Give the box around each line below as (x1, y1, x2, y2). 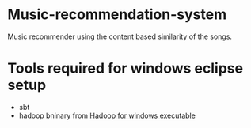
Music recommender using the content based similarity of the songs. (7, 32, 233, 41)
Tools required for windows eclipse (7, 59, 243, 77)
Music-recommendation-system (7, 6, 227, 24)
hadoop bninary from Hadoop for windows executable (18, 111, 196, 120)
